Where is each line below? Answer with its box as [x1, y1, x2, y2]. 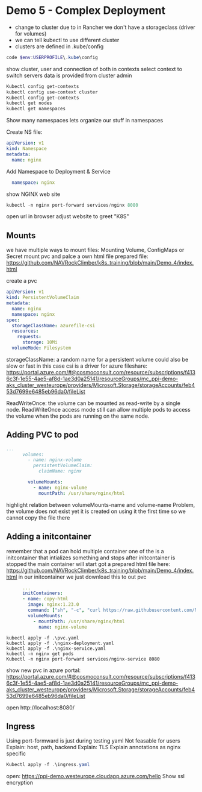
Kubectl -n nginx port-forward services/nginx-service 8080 [6, 656, 161, 662]
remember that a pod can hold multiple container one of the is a [6, 547, 164, 555]
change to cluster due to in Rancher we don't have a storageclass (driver [14, 24, 195, 31]
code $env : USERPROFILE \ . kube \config [6, 54, 98, 60]
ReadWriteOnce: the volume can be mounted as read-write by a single [6, 399, 180, 407]
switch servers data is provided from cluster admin [6, 72, 132, 79]
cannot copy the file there [6, 514, 70, 521]
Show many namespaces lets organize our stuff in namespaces [6, 117, 164, 124]
